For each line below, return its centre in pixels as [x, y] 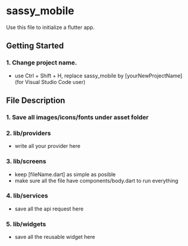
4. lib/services [27, 196]
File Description [36, 101]
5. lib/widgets [26, 224]
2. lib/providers [29, 133]
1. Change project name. [42, 63]
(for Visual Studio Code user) [50, 82]
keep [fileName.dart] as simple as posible [65, 174]
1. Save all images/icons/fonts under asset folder [77, 117]
